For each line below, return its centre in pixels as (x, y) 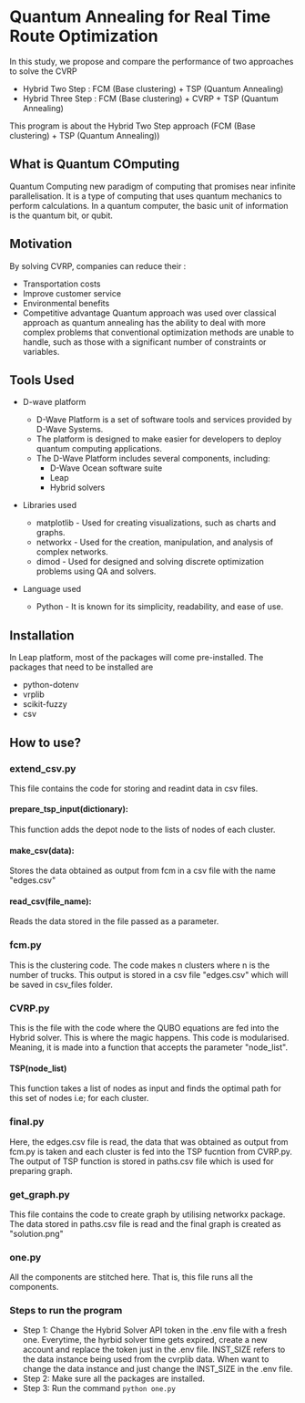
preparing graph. (41, 1170)
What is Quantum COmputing (95, 165)
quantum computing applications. (99, 449)
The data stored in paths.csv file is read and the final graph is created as (145, 1223)
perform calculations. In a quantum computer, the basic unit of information (149, 205)
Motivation (41, 244)
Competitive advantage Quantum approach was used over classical (149, 313)
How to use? (46, 742)
